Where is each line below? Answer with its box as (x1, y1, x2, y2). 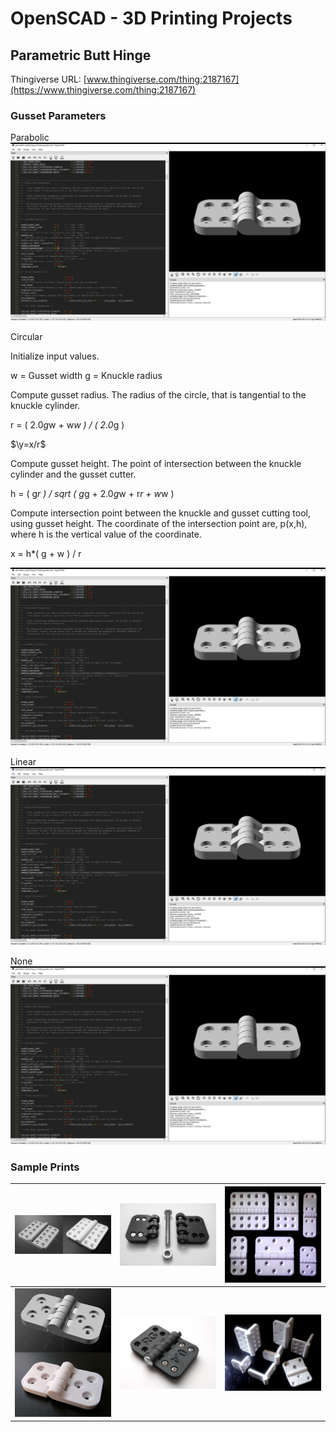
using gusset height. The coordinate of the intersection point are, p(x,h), (10, 518, 308, 530)
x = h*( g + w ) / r (10, 548, 82, 560)
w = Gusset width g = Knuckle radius (10, 370, 163, 382)
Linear (10, 756, 37, 768)
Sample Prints (10, 1160, 80, 1174)
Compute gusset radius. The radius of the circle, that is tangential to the (10, 389, 307, 401)
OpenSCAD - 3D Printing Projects (10, 7, 293, 30)
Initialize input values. (10, 350, 100, 362)
